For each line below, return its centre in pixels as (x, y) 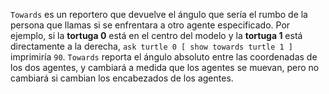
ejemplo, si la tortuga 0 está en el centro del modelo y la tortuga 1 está (156, 35)
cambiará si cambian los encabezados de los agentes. (122, 78)
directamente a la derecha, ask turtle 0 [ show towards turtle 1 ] (151, 46)
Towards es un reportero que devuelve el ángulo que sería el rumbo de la (159, 14)
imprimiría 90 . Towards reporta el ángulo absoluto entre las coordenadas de (164, 57)
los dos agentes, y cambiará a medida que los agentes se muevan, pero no (165, 67)
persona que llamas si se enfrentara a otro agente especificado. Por (150, 25)
